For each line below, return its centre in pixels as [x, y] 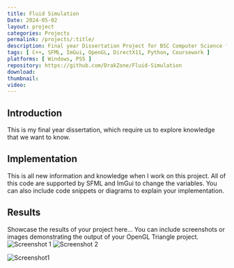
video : [17, 85]
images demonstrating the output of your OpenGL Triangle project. [103, 237]
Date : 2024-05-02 [32, 20]
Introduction [35, 113]
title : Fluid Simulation [43, 14]
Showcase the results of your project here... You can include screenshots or [116, 229]
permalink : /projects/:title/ [51, 40]
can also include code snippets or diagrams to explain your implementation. [116, 190]
